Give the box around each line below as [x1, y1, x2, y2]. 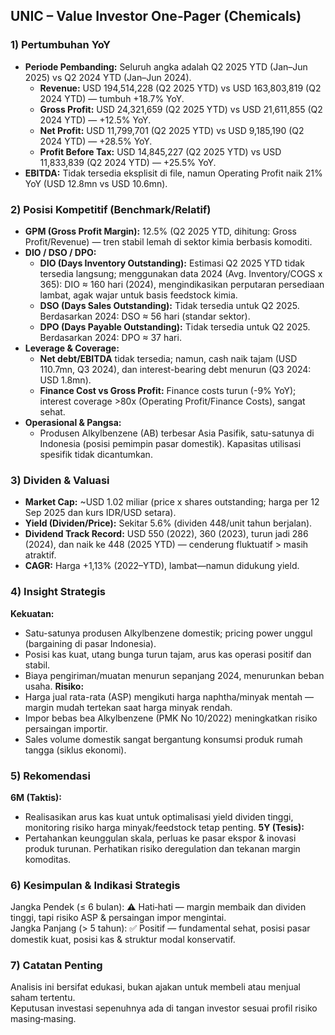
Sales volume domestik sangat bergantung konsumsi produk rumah [24, 733, 303, 745]
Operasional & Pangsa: [24, 416, 122, 428]
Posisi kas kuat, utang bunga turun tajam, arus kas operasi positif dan [24, 648, 312, 660]
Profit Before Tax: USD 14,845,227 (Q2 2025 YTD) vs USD [39, 145, 282, 158]
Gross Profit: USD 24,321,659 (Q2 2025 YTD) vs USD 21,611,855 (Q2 [39, 103, 323, 115]
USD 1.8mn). [39, 374, 92, 386]
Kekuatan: [10, 607, 55, 619]
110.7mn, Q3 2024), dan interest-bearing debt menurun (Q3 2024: [39, 363, 312, 375]
